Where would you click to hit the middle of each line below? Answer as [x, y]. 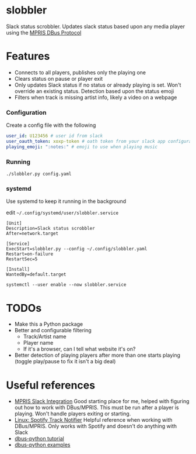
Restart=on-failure [30, 254]
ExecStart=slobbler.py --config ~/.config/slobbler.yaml [77, 249]
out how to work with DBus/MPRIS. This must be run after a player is [97, 408]
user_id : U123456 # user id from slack [55, 136]
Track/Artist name [45, 336]
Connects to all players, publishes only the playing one [80, 72]
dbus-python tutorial [39, 439]
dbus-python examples [43, 445]
